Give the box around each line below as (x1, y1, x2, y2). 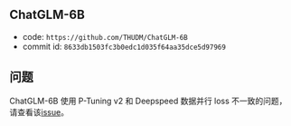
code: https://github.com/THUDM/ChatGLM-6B (22, 31, 188, 42)
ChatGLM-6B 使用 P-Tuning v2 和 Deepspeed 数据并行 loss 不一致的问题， (9, 95, 287, 106)
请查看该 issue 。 (9, 106, 70, 117)
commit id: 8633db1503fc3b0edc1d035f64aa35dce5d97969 (22, 41, 226, 52)
